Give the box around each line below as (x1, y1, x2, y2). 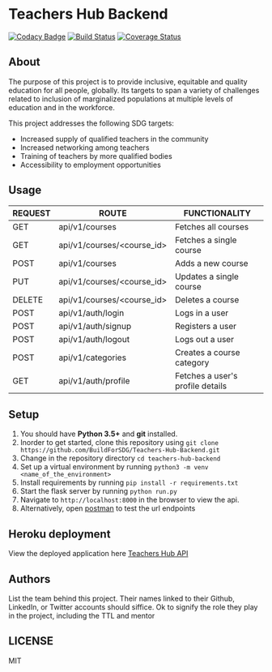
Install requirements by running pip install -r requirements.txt (19, 477, 239, 487)
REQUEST (12, 208, 51, 219)
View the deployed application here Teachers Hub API (8, 549, 189, 559)
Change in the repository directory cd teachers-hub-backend (19, 453, 221, 463)
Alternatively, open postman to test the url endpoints (19, 503, 196, 513)
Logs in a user (175, 307, 229, 319)
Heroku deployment (8, 527, 111, 541)
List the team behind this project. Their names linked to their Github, (8, 593, 235, 603)
